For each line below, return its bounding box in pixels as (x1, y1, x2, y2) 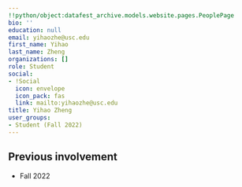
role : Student (8, 63, 55, 71)
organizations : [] (8, 56, 69, 64)
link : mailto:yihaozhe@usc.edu (15, 99, 118, 107)
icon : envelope (15, 84, 65, 93)
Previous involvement (8, 150, 118, 163)
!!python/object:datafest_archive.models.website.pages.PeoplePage (8, 11, 235, 20)
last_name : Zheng (8, 48, 65, 56)
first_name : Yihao (8, 41, 69, 49)
